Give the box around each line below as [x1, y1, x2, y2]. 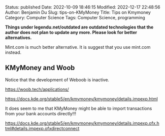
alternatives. [5, 34, 32, 40]
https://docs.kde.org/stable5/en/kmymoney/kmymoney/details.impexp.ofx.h [5, 120, 160, 126]
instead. [5, 49, 22, 55]
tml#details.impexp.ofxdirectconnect [5, 125, 80, 131]
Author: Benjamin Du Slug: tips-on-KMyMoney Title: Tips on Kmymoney [5, 9, 151, 15]
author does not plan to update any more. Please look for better [5, 30, 137, 35]
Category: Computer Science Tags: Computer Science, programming [5, 15, 145, 20]
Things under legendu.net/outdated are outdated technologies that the [5, 24, 154, 30]
